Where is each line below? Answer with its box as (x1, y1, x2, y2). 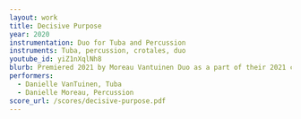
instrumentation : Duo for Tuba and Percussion (9, 38, 186, 47)
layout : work (9, 13, 58, 22)
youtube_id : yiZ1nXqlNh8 (9, 55, 102, 64)
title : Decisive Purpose (9, 21, 102, 30)
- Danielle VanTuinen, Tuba (17, 80, 123, 89)
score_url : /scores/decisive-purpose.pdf (9, 96, 167, 106)
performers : (9, 72, 54, 81)
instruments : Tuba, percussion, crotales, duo (9, 47, 186, 55)
